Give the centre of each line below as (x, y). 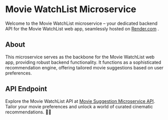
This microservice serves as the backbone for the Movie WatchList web (80, 57)
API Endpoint (26, 89)
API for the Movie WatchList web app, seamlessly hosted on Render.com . (82, 28)
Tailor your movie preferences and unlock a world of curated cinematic (79, 106)
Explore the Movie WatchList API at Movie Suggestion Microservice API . (80, 101)
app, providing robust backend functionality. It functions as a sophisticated (83, 62)
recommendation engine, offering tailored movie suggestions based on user (84, 67)
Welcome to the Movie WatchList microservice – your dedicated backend (81, 23)
